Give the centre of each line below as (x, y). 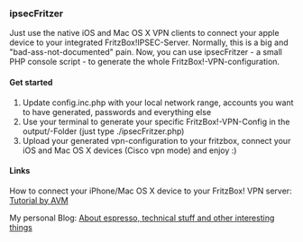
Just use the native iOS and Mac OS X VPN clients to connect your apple (144, 33)
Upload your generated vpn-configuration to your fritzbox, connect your (156, 140)
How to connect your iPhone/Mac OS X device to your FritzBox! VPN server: (151, 191)
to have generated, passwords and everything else (117, 112)
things (21, 227)
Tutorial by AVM (39, 200)
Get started (31, 82)
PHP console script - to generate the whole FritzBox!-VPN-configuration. (145, 62)
